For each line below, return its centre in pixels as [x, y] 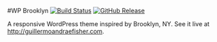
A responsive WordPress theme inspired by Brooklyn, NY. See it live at [108, 24]
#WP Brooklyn [28, 11]
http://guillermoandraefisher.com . [56, 31]
